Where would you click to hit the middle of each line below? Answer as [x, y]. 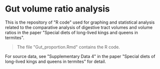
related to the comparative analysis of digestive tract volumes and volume [79, 27]
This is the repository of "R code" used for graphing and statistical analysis [80, 22]
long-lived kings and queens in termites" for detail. [56, 61]
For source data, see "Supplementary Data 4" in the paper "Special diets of [80, 56]
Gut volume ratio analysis [57, 9]
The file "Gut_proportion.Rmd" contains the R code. [68, 47]
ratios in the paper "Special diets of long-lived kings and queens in [72, 32]
